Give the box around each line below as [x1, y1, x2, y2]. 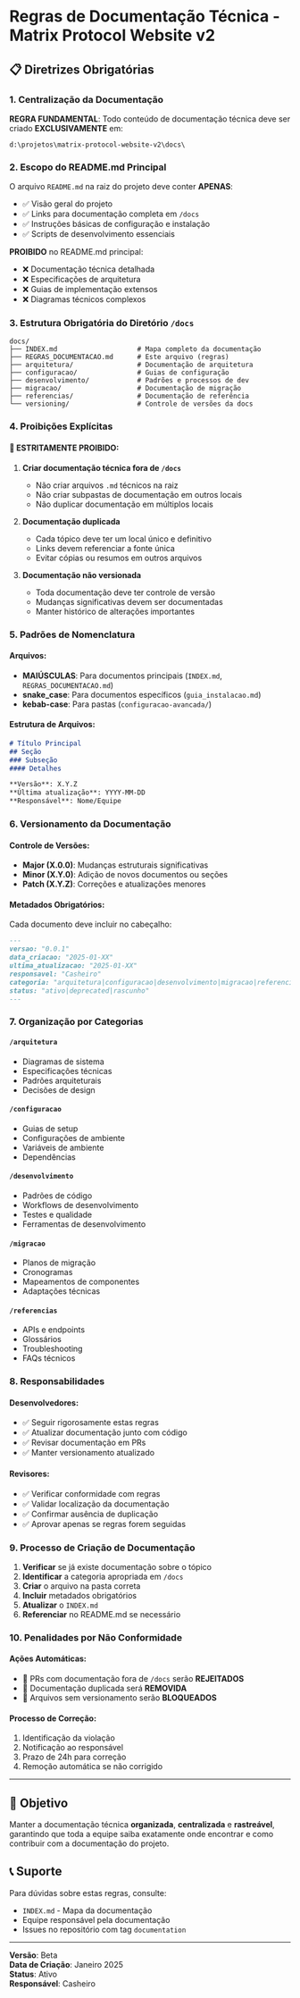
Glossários [21, 1334, 62, 1345]
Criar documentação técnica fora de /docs [21, 462, 181, 473]
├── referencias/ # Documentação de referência [9, 391, 250, 401]
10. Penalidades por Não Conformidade [9, 1631, 183, 1643]
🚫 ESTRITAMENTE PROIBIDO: [9, 442, 120, 453]
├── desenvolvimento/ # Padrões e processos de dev [9, 376, 250, 385]
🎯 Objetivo [9, 1795, 69, 1810]
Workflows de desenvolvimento [21, 1199, 139, 1210]
